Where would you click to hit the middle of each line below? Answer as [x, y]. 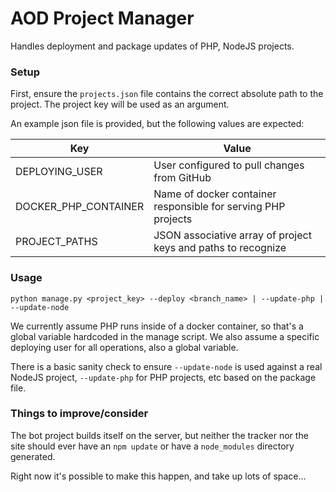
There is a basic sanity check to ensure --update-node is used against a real [166, 366]
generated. [33, 456]
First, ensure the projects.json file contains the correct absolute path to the [167, 94]
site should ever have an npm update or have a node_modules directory [152, 446]
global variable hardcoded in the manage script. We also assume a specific [165, 336]
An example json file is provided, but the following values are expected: [157, 124]
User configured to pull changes [229, 165]
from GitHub [182, 178]
